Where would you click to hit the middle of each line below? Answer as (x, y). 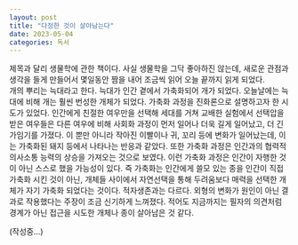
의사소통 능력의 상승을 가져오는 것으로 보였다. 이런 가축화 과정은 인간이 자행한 (143, 157)
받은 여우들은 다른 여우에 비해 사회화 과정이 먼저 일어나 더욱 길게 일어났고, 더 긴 (147, 124)
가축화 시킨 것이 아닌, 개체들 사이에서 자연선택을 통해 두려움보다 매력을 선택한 (143, 179)
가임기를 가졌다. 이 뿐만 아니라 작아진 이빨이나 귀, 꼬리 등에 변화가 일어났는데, (143, 135)
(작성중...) (26, 232)
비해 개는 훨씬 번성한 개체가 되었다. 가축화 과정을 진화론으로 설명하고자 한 (153, 102)
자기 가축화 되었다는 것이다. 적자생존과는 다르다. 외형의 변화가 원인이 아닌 (153, 191)
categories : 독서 (39, 42)
